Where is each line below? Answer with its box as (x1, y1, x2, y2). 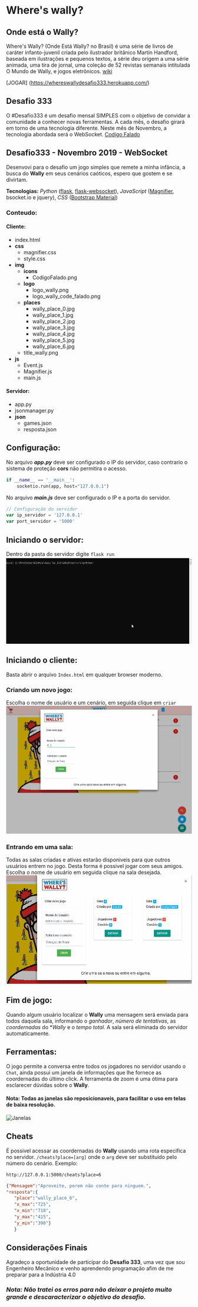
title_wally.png (23, 349, 58, 356)
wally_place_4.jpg (32, 330, 75, 337)
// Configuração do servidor (6, 506, 78, 512)
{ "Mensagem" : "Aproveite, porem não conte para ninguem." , (6, 1182, 151, 1189)
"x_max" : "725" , (14, 1201, 51, 1207)
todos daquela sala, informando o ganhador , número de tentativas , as (6, 1017, 176, 1024)
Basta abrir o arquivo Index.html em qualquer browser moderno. (6, 671, 163, 678)
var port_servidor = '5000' (6, 519, 75, 525)
